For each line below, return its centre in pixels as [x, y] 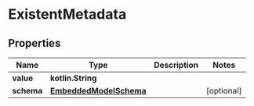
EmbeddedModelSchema [98, 91]
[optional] [224, 91]
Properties [34, 43]
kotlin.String [73, 78]
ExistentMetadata [67, 14]
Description [176, 65]
